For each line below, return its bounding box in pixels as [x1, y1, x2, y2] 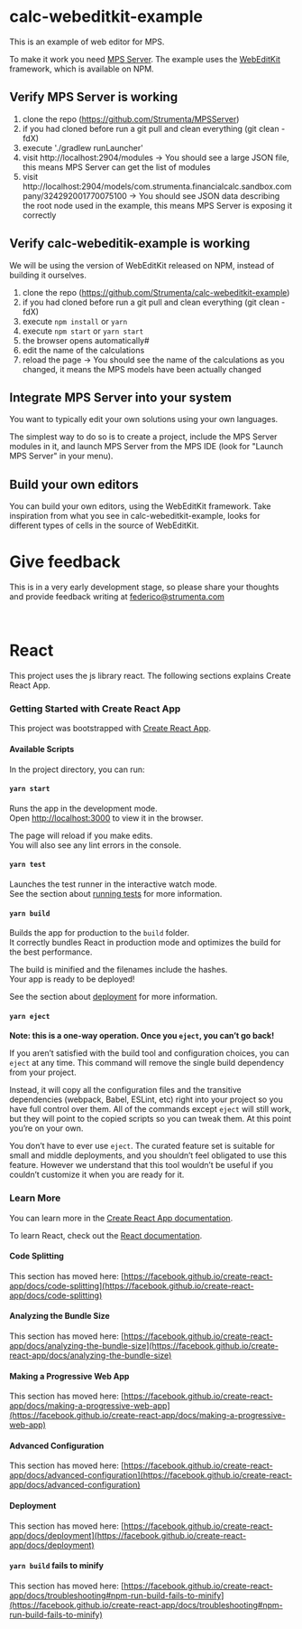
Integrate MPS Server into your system [9, 390, 233, 405]
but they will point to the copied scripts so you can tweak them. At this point [9, 1114, 291, 1125]
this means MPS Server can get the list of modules [22, 161, 211, 173]
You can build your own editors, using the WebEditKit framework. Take [9, 501, 272, 512]
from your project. [9, 1067, 77, 1078]
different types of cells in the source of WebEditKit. [9, 520, 199, 531]
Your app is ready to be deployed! [9, 974, 135, 984]
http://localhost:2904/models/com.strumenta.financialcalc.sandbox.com [22, 181, 292, 192]
